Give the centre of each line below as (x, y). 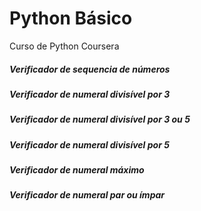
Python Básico (71, 18)
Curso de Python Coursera (64, 46)
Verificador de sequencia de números (90, 69)
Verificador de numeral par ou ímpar (87, 195)
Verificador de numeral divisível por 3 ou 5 (100, 119)
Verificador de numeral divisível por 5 (89, 144)
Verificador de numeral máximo (77, 170)
